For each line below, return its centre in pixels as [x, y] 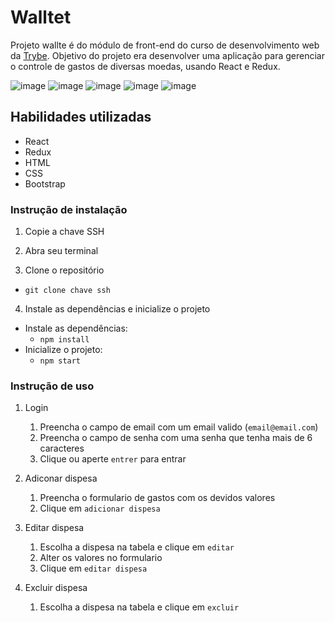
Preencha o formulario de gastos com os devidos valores [157, 498]
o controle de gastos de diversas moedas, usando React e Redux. [145, 66]
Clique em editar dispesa [93, 568]
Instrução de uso [52, 386]
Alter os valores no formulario [101, 558]
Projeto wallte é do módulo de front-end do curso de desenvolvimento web [165, 45]
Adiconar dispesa [61, 478]
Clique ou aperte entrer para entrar [113, 459]
